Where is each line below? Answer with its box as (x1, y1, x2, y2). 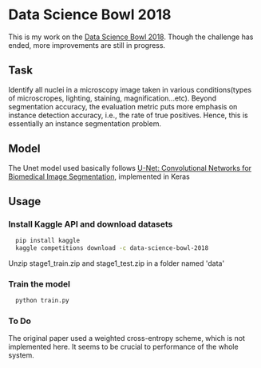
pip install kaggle (15, 237, 81, 245)
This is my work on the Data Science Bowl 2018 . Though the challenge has (8, 32, 254, 42)
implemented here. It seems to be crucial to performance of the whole (8, 342, 239, 352)
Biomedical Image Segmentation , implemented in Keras (8, 172, 190, 181)
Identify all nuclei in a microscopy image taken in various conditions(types (8, 85, 252, 94)
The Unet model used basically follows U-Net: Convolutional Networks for (8, 163, 252, 172)
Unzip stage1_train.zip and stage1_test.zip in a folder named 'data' (8, 259, 225, 268)
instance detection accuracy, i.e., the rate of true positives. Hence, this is (8, 110, 249, 120)
